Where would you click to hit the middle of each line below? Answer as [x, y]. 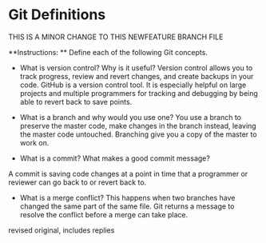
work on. [34, 142]
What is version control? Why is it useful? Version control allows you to [136, 68]
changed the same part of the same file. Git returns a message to [127, 206]
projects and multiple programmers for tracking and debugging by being [139, 93]
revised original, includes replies [62, 230]
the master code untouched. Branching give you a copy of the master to [138, 134]
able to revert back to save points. [76, 102]
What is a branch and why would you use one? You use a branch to [131, 117]
